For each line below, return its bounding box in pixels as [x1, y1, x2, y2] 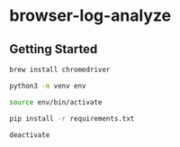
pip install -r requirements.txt [9, 114, 135, 123]
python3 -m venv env [9, 81, 87, 90]
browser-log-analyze [9, 5, 172, 26]
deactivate [9, 130, 50, 140]
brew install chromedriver [9, 65, 111, 74]
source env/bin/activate [9, 97, 103, 106]
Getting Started [9, 41, 98, 57]
